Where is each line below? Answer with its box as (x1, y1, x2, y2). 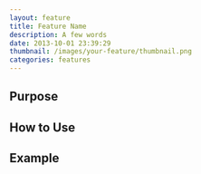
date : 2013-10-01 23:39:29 (9, 38, 111, 48)
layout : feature (9, 13, 71, 23)
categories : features (9, 55, 91, 64)
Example (9, 150, 60, 166)
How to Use (9, 120, 76, 135)
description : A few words (9, 30, 107, 39)
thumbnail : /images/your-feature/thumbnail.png (9, 47, 193, 56)
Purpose (9, 89, 59, 104)
